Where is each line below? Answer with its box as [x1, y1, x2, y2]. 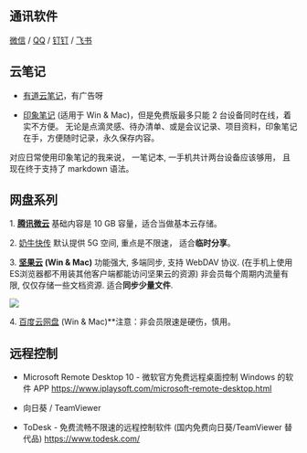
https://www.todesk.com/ [44, 433, 141, 445]
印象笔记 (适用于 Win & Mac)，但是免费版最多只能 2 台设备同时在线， [22, 109, 284, 121]
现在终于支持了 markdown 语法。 [9, 163, 134, 174]
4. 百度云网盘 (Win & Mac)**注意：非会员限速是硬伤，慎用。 [9, 316, 236, 327]
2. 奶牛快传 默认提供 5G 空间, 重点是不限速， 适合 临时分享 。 [9, 237, 236, 248]
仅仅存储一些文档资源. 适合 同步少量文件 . [21, 279, 174, 290]
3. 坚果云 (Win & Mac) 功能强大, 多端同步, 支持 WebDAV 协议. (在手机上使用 [9, 257, 293, 268]
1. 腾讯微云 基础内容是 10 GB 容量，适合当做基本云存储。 [9, 218, 222, 229]
